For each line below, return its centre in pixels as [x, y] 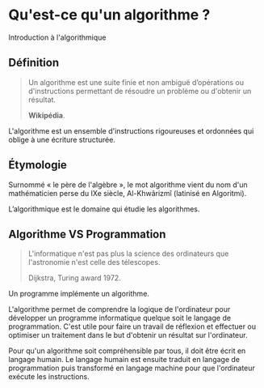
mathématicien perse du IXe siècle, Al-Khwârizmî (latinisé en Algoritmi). [128, 193]
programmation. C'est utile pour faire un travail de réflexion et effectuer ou [132, 326]
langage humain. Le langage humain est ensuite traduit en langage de [124, 360]
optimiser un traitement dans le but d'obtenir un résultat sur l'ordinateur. [128, 335]
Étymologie [38, 165]
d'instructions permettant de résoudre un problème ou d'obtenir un [140, 91]
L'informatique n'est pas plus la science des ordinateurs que [128, 254]
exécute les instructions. [49, 377]
